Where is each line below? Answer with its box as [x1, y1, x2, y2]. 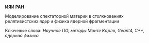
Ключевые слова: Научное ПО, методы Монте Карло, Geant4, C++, [5, 28, 145, 33]
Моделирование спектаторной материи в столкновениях [5, 13, 124, 19]
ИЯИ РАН [5, 4, 24, 10]
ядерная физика [5, 33, 39, 38]
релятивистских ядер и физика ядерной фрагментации [5, 19, 119, 24]
